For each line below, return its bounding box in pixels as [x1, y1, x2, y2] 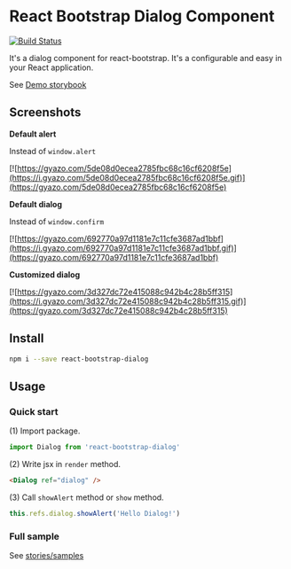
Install [9, 331, 44, 347]
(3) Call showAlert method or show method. [9, 492, 164, 503]
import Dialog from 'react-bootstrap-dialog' [9, 443, 180, 452]
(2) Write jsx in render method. [9, 459, 122, 469]
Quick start [9, 405, 59, 417]
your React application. [9, 62, 94, 73]
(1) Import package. [9, 425, 81, 436]
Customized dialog [9, 269, 81, 280]
